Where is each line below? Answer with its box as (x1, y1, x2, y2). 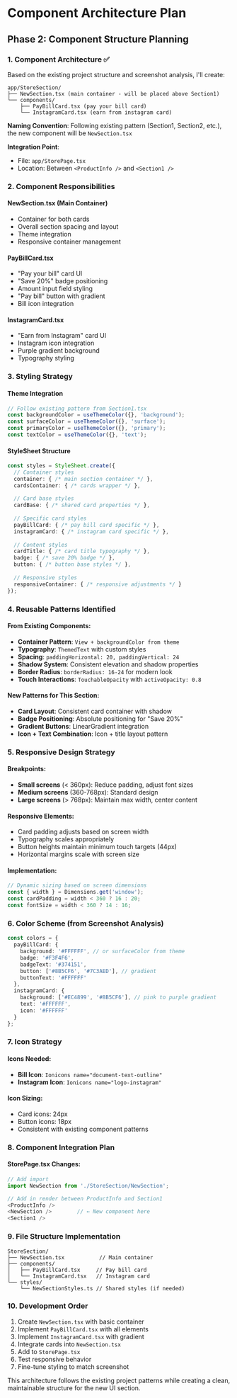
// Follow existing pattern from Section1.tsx (7, 405, 147, 412)
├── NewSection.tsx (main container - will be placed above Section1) (7, 90, 220, 97)
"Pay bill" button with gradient (17, 292, 105, 300)
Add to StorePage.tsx (17, 1347, 81, 1356)
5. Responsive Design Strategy (7, 747, 115, 757)
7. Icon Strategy (7, 1037, 62, 1047)
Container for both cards (17, 215, 90, 223)
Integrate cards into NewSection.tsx (17, 1340, 122, 1348)
